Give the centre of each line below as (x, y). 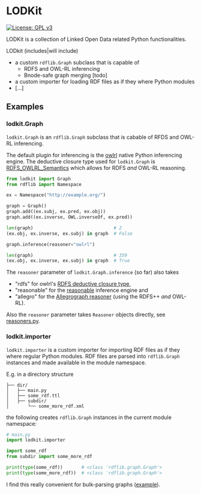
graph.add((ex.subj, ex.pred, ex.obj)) (56, 212)
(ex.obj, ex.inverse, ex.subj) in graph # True (68, 261)
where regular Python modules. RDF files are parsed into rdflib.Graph (93, 356)
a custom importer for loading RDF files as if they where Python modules (105, 81)
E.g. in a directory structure (40, 374)
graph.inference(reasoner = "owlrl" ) (51, 244)
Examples (25, 107)
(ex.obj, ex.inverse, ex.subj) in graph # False (70, 233)
